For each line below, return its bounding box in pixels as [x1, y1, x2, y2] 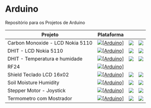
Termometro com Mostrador [7, 95, 72, 102]
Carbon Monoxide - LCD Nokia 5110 [7, 39, 93, 46]
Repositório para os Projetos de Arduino [5, 20, 85, 25]
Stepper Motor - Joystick [7, 87, 66, 94]
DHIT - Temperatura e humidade [7, 55, 83, 62]
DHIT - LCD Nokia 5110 [7, 47, 63, 54]
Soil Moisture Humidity [7, 79, 59, 86]
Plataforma [97, 31, 124, 38]
